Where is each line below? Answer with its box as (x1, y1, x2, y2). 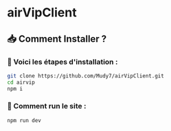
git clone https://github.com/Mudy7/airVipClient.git (7, 72, 165, 80)
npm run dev (7, 117, 41, 124)
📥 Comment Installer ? (7, 33, 107, 45)
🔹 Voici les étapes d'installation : (7, 57, 118, 67)
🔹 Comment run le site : (7, 102, 87, 111)
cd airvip (7, 79, 36, 86)
